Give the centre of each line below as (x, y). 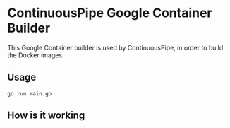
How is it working (46, 116)
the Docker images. (36, 55)
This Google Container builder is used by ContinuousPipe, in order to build (115, 47)
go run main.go (30, 93)
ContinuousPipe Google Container (110, 13)
